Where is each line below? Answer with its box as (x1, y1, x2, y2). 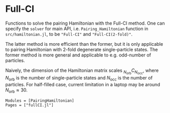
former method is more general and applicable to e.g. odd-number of (5, 52, 151, 58)
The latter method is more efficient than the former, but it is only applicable (5, 41, 163, 47)
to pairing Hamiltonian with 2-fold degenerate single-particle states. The (5, 46, 158, 52)
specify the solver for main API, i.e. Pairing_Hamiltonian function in (5, 25, 148, 31)
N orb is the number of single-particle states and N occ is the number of (5, 75, 153, 82)
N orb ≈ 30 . (5, 87, 28, 94)
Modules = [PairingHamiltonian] (5, 98, 74, 103)
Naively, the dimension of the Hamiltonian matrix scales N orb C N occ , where (5, 67, 159, 76)
